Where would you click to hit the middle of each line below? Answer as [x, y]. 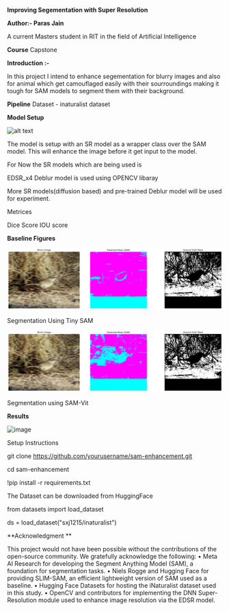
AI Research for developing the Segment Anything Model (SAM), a [100, 564]
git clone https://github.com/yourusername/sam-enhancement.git [100, 456]
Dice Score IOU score [38, 225]
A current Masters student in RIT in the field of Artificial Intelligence [102, 36]
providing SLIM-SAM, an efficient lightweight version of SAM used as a [107, 578]
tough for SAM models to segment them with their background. [96, 91]
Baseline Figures [31, 238]
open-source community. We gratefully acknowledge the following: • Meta [112, 556]
